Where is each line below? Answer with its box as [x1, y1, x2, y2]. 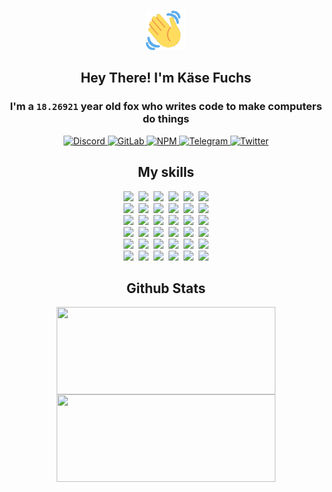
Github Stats [126, 280, 206, 297]
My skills [137, 164, 195, 181]
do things [142, 112, 190, 126]
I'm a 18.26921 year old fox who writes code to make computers [9, 100, 323, 114]
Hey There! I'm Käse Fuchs [80, 70, 252, 87]
